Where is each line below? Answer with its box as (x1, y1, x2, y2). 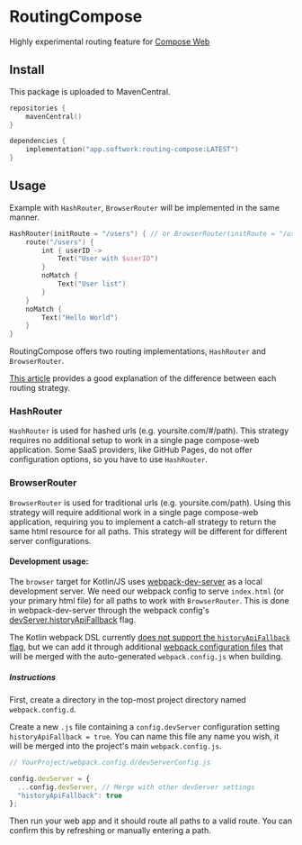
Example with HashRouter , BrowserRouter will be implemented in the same (9, 202, 280, 213)
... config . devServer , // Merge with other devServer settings (17, 782, 255, 792)
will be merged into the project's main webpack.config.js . (9, 741, 222, 751)
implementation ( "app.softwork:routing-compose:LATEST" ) (25, 145, 240, 154)
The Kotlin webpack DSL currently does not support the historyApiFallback (9, 631, 290, 642)
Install (9, 62, 45, 77)
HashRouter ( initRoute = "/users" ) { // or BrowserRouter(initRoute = (9, 229, 276, 238)
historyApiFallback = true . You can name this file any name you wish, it (9, 731, 280, 741)
